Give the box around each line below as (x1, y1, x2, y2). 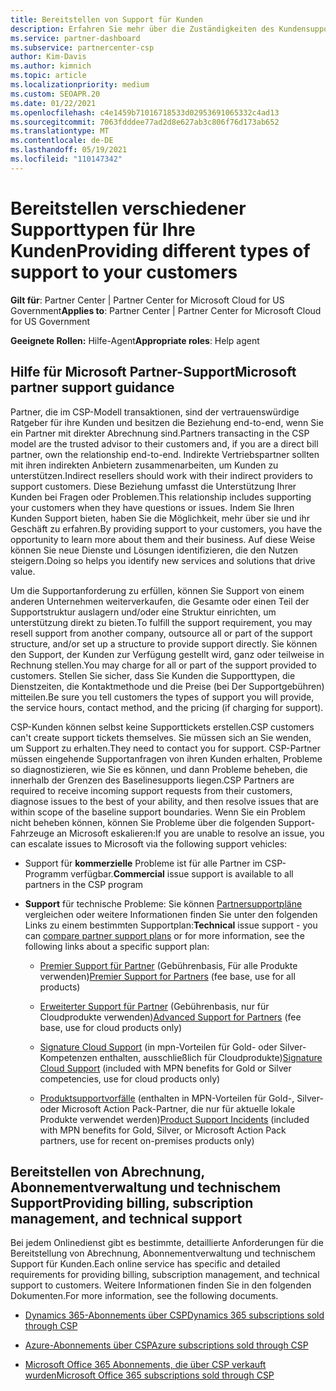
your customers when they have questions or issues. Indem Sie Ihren (10, 501, 295, 513)
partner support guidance (10, 379, 175, 396)
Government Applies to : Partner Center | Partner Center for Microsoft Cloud (10, 304, 322, 316)
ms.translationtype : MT (10, 126, 110, 136)
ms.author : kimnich (10, 61, 92, 71)
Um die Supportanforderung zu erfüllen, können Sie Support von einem (10, 584, 305, 596)
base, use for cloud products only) (39, 1021, 183, 1033)
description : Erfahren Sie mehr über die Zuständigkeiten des (10, 24, 275, 34)
